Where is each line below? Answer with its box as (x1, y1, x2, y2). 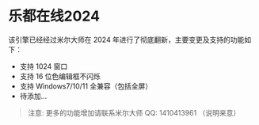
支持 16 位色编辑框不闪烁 (19, 71, 101, 81)
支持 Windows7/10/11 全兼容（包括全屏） (19, 81, 153, 91)
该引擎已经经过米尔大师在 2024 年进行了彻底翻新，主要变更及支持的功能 (8, 35, 245, 44)
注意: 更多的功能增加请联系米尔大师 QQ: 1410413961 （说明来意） (27, 108, 241, 117)
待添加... (19, 91, 48, 100)
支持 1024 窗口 (19, 61, 68, 71)
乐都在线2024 (8, 7, 101, 25)
